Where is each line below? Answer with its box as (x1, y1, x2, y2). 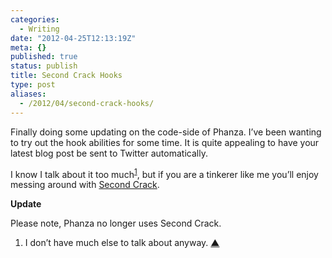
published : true (10, 52, 78, 62)
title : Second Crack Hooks (10, 71, 123, 81)
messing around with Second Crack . (10, 179, 160, 191)
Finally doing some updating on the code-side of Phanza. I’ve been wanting (10, 126, 322, 138)
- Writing (19, 24, 60, 34)
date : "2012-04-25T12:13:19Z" (10, 33, 137, 43)
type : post (10, 80, 56, 90)
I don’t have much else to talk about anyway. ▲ (24, 237, 220, 249)
